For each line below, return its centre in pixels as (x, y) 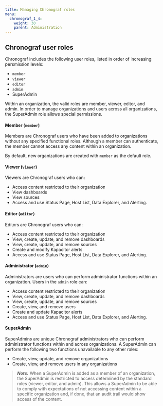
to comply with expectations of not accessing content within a (79, 388)
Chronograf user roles (39, 47)
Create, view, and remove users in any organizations (65, 364)
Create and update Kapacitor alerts (47, 312)
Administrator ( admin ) (27, 266)
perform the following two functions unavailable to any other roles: (72, 349)
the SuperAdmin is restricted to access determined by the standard (84, 378)
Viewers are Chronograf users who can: (45, 177)
